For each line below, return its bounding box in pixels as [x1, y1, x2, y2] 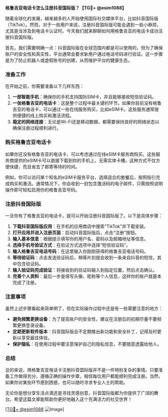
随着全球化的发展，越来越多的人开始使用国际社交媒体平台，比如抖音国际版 [5, 15, 158, 21]
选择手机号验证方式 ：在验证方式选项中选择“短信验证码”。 [12, 242, 131, 248]
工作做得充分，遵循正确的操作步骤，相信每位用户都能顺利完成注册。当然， [9, 373, 163, 379]
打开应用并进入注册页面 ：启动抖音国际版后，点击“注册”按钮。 [12, 229, 139, 235]
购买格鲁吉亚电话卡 [5, 139, 51, 146]
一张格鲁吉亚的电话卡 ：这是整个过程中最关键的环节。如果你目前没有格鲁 [12, 100, 161, 106]
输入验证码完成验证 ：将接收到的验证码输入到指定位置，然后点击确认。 [12, 267, 157, 273]
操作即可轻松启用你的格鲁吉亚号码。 [5, 187, 80, 193]
